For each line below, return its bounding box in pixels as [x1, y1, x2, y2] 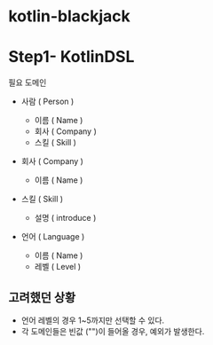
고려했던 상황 [8, 290, 76, 305]
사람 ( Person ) [20, 96, 75, 107]
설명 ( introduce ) [34, 213, 97, 223]
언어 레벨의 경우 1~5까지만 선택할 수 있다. [20, 315, 165, 325]
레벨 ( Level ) [34, 262, 82, 272]
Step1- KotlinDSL [8, 47, 135, 67]
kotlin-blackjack [8, 6, 130, 27]
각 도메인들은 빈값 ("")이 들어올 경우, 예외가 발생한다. [20, 325, 205, 336]
